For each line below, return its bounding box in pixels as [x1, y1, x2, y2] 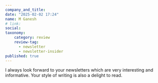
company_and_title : [5, 7, 46, 12]
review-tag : [14, 40, 39, 45]
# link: [5, 21, 21, 26]
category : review [14, 35, 50, 40]
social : [5, 26, 21, 31]
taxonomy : [5, 30, 26, 35]
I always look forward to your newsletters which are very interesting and [5, 67, 154, 73]
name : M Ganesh [5, 16, 37, 21]
